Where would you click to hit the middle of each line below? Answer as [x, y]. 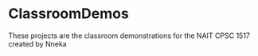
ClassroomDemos [68, 14]
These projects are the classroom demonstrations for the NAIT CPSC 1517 [129, 35]
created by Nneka [37, 43]
